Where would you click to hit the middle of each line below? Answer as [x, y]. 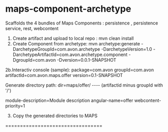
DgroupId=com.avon [34, 60]
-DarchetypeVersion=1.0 [127, 49]
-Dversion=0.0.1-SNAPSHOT [87, 60]
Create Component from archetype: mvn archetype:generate [76, 43]
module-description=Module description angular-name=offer [69, 100]
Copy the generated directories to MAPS [55, 116]
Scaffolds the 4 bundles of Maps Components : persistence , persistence [82, 23]
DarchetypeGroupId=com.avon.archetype [56, 49]
